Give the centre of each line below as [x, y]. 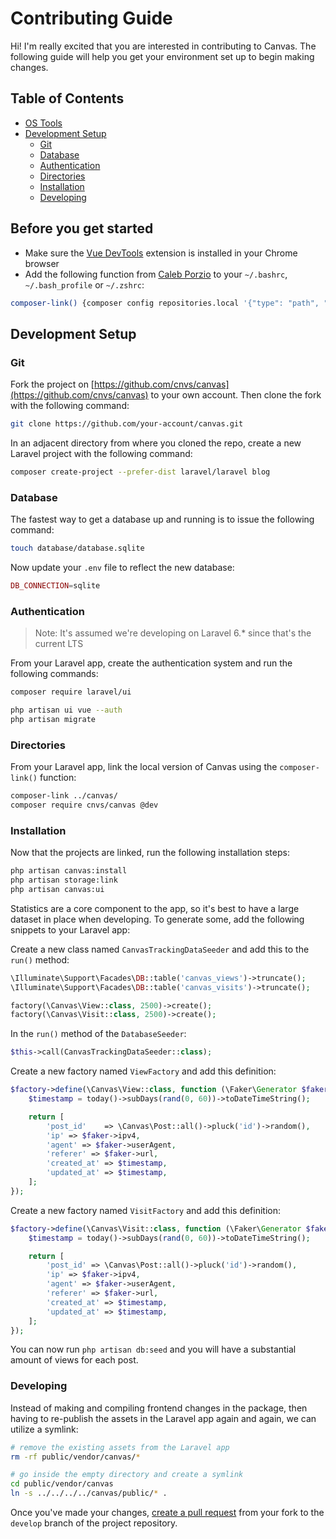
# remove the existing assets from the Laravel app [120, 1447]
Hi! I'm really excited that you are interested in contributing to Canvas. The [163, 46]
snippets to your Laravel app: [70, 929]
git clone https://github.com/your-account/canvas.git [127, 424]
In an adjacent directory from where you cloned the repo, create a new [156, 443]
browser [42, 263]
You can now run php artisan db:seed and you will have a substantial [153, 1349]
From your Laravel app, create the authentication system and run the [151, 663]
